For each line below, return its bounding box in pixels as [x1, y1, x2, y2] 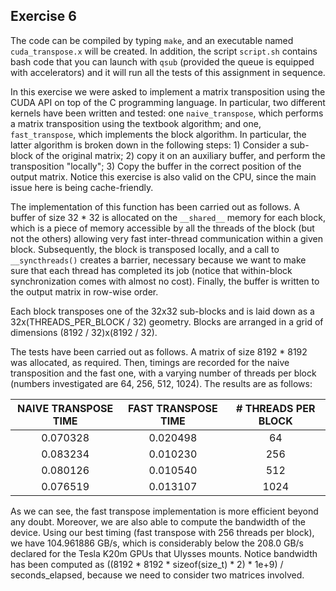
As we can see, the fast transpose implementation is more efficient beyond [10, 505, 319, 517]
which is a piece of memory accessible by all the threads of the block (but [10, 222, 315, 234]
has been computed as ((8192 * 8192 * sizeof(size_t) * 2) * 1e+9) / [10, 558, 284, 570]
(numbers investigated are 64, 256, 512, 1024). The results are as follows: [10, 377, 313, 389]
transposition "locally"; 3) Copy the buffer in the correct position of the [10, 160, 302, 172]
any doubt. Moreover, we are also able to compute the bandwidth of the [10, 515, 306, 528]
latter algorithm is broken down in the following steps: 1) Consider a [10, 139, 288, 151]
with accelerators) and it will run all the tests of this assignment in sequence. [10, 66, 326, 78]
